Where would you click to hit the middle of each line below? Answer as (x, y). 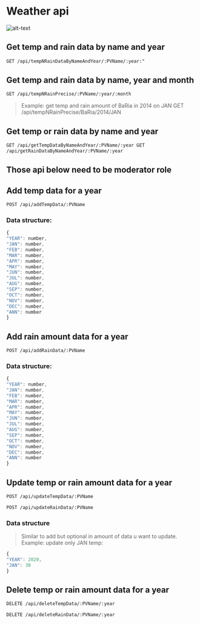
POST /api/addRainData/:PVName (46, 351)
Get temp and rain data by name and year (85, 47)
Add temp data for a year (54, 191)
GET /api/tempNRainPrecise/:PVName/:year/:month (69, 94)
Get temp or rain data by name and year (82, 131)
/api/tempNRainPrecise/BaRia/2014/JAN (71, 112)
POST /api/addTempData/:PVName (46, 205)
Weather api (38, 11)
